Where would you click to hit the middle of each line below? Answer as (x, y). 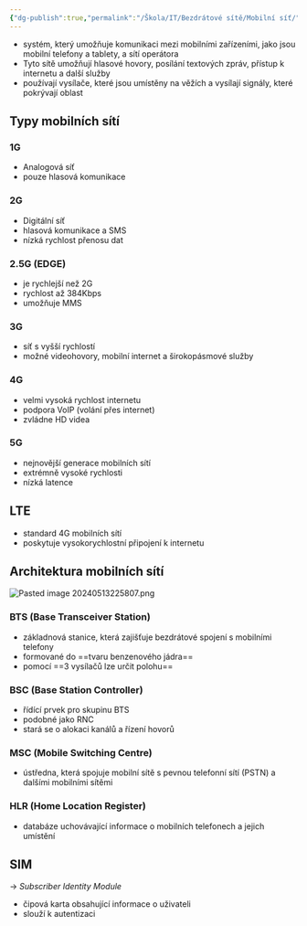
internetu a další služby (67, 73)
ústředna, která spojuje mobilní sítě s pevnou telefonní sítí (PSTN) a (149, 772)
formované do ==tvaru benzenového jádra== (108, 656)
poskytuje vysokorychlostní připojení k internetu (113, 543)
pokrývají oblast (53, 92)
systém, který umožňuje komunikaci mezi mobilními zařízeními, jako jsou (159, 44)
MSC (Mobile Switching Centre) (81, 752)
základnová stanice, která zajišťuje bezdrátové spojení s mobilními (147, 637)
